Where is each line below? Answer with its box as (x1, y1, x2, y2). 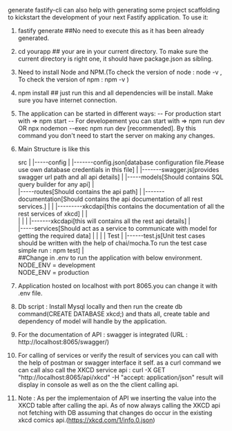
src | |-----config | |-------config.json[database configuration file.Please (17, 158, 224, 166)
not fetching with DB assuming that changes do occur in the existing (17, 409, 213, 416)
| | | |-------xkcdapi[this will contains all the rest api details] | (17, 217, 191, 225)
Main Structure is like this (17, 145, 90, 153)
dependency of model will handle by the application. (17, 317, 167, 325)
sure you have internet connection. (17, 96, 117, 104)
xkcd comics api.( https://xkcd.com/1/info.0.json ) (17, 416, 155, 424)
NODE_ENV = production (17, 269, 89, 276)
